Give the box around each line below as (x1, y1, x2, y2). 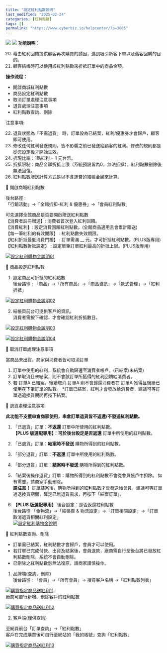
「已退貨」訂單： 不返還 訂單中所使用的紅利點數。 (12, 424, 115, 430)
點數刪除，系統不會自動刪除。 (17, 554, 79, 560)
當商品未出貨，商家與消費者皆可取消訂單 (5, 357, 88, 363)
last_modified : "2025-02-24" (5, 12, 66, 17)
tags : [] (5, 21, 24, 26)
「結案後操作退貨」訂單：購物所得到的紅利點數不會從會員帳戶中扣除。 (12, 472, 157, 478)
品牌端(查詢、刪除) (12, 571, 52, 577)
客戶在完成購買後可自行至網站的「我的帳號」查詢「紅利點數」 (5, 632, 132, 638)
